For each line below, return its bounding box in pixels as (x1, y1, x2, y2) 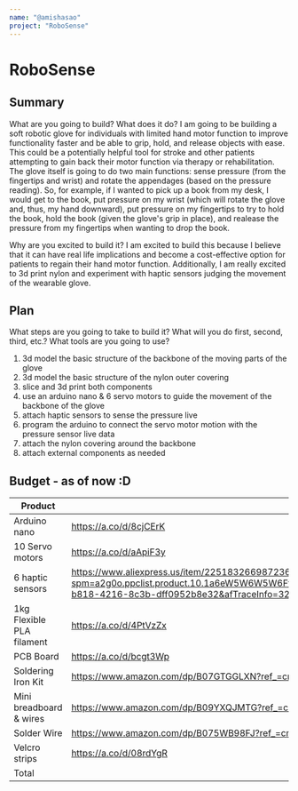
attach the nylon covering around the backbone (21, 438, 197, 449)
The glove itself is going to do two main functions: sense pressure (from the (9, 165, 286, 176)
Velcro (13, 741, 41, 754)
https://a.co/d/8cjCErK (70, 521, 166, 533)
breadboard (13, 701, 63, 714)
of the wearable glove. (9, 277, 91, 288)
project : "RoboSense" (9, 21, 90, 30)
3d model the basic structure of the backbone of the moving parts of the (21, 353, 287, 364)
